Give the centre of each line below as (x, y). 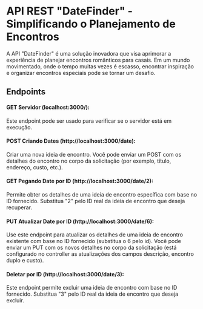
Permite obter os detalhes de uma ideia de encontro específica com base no (102, 194)
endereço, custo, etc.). (35, 167)
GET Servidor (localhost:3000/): (48, 107)
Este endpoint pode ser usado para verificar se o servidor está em (89, 121)
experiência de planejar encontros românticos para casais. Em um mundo (98, 60)
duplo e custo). (25, 261)
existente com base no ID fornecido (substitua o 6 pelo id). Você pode (94, 241)
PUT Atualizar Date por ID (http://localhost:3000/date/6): (80, 221)
